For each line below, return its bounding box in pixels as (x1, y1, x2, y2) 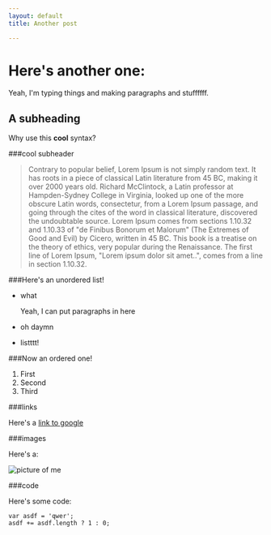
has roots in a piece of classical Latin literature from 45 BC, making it (28, 173, 258, 183)
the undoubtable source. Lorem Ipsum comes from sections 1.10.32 (28, 216, 252, 226)
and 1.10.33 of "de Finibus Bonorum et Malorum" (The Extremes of (28, 225, 249, 235)
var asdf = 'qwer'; (8, 512, 74, 520)
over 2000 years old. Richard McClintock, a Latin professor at (28, 182, 234, 191)
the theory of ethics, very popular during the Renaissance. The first (28, 242, 253, 252)
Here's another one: (8, 62, 146, 79)
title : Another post (8, 19, 78, 28)
